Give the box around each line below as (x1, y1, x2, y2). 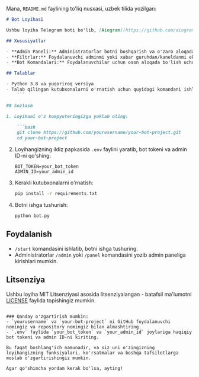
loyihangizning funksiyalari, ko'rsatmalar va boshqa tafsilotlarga (6, 350, 179, 356)
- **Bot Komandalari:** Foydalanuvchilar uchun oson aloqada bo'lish (6, 59, 182, 66)
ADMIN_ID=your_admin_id (14, 169, 74, 175)
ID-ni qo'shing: (14, 152, 52, 159)
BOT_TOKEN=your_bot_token (14, 164, 79, 170)
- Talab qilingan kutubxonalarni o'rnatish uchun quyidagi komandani (6, 87, 182, 92)
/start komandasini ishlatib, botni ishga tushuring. (14, 245, 138, 252)
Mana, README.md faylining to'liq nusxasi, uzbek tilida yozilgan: (6, 5, 157, 12)
